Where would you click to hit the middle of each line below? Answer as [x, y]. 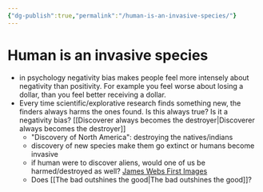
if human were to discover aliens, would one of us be [118, 162]
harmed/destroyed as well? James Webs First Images [119, 171]
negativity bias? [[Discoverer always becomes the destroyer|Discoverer [137, 120]
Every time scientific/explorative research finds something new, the [130, 103]
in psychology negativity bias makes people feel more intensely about [134, 78]
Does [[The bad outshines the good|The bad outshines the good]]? [141, 179]
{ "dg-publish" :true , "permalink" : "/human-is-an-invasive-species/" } [122, 16]
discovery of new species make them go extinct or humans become [143, 146]
